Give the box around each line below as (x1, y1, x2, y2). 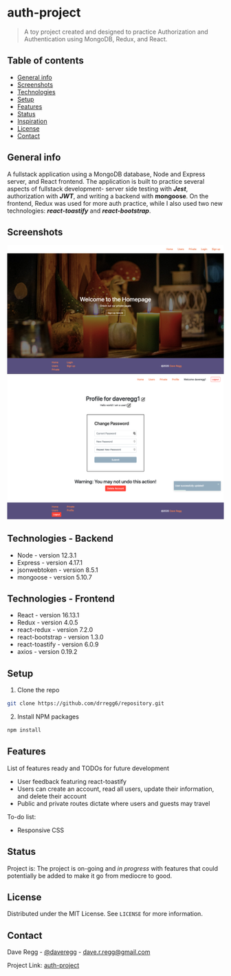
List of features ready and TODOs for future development (7, 764, 170, 772)
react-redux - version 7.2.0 (16, 626, 93, 634)
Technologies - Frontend (7, 593, 115, 604)
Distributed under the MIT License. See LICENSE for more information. (7, 910, 203, 918)
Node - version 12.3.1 (16, 551, 77, 559)
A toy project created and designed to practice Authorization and (23, 28, 208, 36)
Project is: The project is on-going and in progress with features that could (7, 864, 219, 872)
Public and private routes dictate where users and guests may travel (16, 799, 210, 807)
